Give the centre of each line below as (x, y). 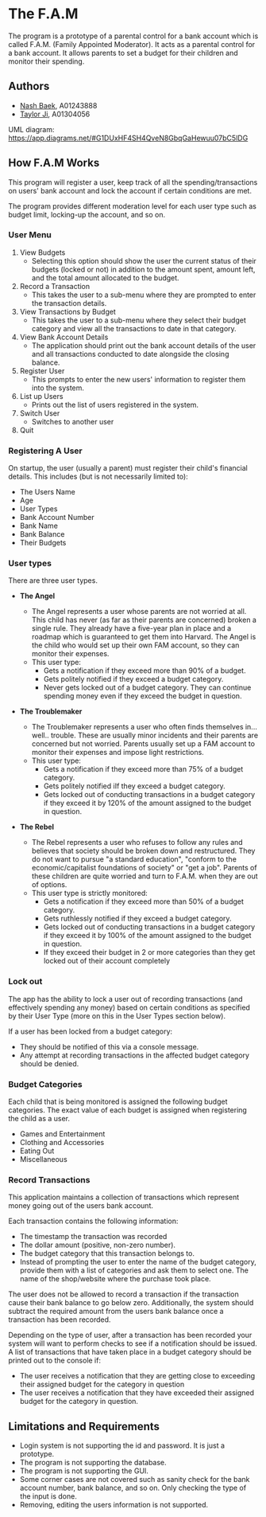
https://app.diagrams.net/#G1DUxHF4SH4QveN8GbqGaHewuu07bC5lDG (128, 138)
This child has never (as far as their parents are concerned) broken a (144, 620)
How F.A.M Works (54, 163)
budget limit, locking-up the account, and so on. (87, 214)
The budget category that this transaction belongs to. (107, 1253)
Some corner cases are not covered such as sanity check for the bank (135, 1480)
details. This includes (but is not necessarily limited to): (98, 477)
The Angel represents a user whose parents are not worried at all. (139, 612)
